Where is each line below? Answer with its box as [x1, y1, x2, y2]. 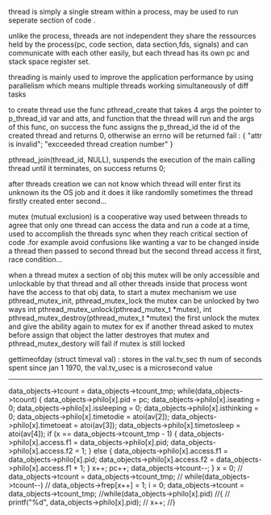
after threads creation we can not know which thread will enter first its [8, 179, 241, 189]
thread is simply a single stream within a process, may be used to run [8, 7, 239, 16]
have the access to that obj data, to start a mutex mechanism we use [8, 288, 237, 297]
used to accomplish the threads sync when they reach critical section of [8, 229, 248, 239]
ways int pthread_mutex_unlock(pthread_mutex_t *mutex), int [8, 305, 212, 314]
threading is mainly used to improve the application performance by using [8, 73, 254, 81]
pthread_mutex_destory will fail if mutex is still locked [8, 338, 186, 348]
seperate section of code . [8, 15, 96, 25]
